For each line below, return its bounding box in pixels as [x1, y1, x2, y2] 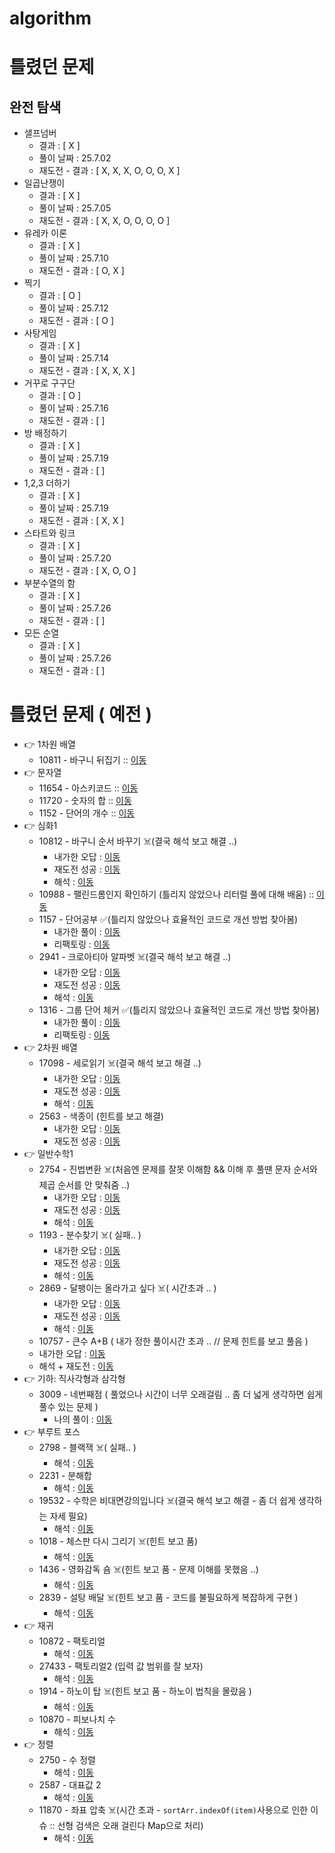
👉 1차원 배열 [23, 738, 76, 751]
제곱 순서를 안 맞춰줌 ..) [38, 1179, 131, 1191]
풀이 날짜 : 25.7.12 [38, 302, 109, 314]
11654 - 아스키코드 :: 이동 [38, 782, 139, 794]
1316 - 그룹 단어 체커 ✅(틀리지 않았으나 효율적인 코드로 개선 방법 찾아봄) [38, 1004, 320, 1016]
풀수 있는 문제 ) [38, 1401, 99, 1413]
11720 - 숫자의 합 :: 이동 [38, 795, 132, 807]
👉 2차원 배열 [23, 1042, 78, 1054]
